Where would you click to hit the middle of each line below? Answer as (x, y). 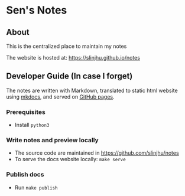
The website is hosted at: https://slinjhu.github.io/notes (73, 58)
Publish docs (25, 175)
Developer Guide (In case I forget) (69, 76)
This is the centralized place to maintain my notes (66, 46)
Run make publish (36, 187)
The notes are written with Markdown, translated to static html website (92, 90)
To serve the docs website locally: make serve (70, 159)
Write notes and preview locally (52, 141)
